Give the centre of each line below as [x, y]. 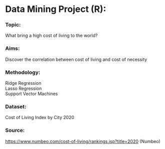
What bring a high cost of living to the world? [51, 35]
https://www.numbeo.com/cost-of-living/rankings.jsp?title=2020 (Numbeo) [83, 141]
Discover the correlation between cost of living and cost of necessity [76, 59]
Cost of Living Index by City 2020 [40, 118]
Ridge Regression [23, 83]
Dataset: [16, 107]
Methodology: [23, 72]
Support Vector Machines [31, 94]
